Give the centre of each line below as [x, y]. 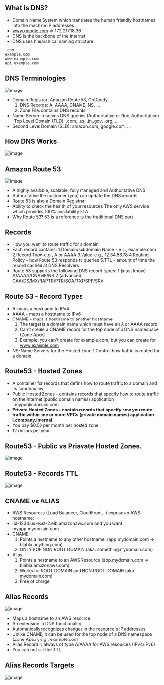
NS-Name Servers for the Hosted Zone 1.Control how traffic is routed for [86, 350]
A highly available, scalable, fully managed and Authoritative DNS [79, 190]
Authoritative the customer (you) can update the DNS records [75, 196]
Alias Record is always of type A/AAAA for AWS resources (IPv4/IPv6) [84, 644]
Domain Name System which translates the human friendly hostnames [84, 20]
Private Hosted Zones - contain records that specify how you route [82, 410]
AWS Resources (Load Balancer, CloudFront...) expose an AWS [76, 513]
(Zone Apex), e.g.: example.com [45, 639]
